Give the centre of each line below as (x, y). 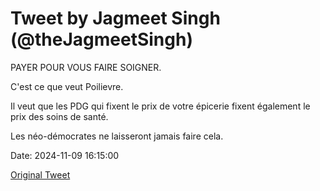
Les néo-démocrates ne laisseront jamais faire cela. (117, 136)
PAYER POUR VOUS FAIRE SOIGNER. (86, 67)
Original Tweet (40, 174)
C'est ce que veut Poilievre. (67, 86)
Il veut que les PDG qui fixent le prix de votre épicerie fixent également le (160, 106)
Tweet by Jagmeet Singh (115, 18)
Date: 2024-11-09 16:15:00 (65, 155)
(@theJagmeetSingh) (101, 39)
